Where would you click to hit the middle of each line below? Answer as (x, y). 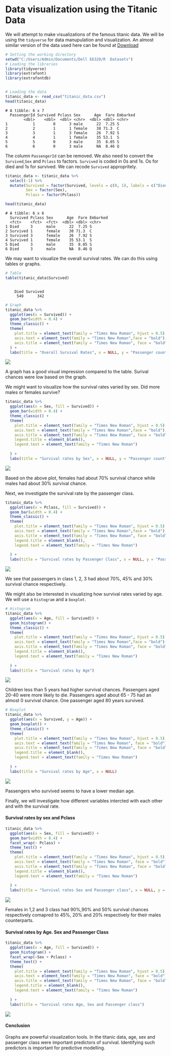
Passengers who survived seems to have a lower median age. (70, 791)
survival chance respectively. (36, 584)
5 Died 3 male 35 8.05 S (49, 245)
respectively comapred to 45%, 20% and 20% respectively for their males (83, 915)
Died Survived (29, 292)
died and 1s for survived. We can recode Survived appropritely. (71, 166)
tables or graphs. (23, 264)
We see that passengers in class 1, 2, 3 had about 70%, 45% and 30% (79, 579)
